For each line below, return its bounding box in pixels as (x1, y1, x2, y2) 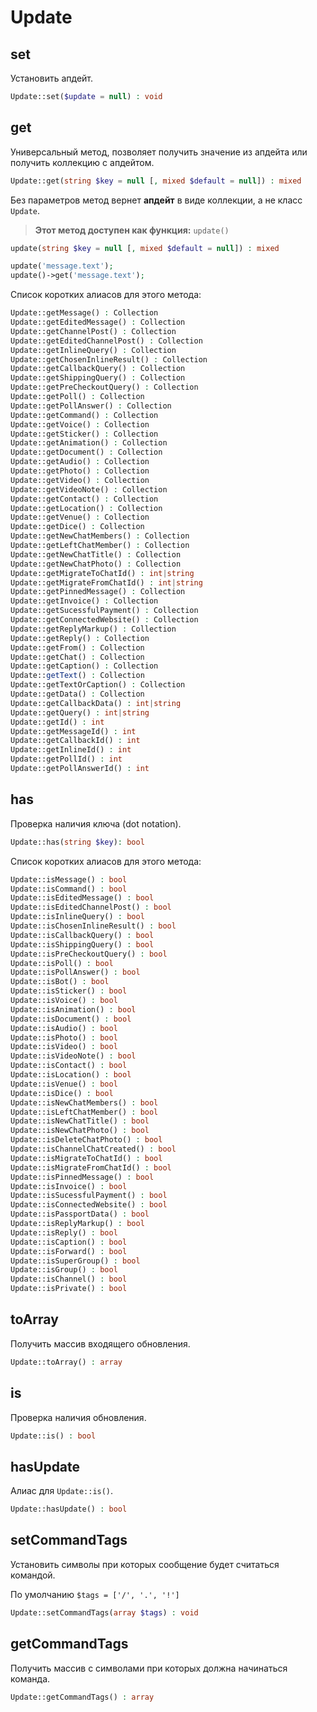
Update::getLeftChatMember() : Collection (10, 541, 190, 551)
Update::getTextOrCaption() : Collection (10, 680, 186, 690)
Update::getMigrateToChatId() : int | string (10, 568, 195, 578)
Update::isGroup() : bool (10, 1265, 118, 1275)
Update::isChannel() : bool (10, 1274, 128, 1285)
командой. (10, 1569, 56, 1581)
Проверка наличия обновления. (10, 1411, 147, 1423)
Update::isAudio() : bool (10, 1023, 118, 1033)
